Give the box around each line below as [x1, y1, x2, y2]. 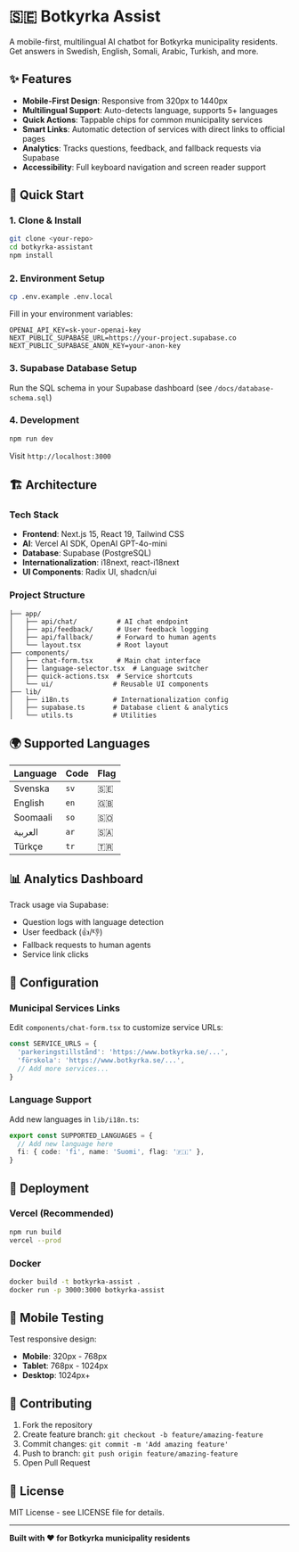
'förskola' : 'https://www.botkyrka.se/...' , [17, 1055, 185, 1065]
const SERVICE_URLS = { [9, 1039, 98, 1048]
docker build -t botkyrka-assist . [9, 1277, 141, 1286]
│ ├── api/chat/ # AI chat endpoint [9, 617, 190, 626]
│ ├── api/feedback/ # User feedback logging [9, 624, 209, 634]
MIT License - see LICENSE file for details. [9, 1507, 165, 1518]
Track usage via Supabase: [9, 899, 109, 911]
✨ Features [9, 71, 72, 87]
